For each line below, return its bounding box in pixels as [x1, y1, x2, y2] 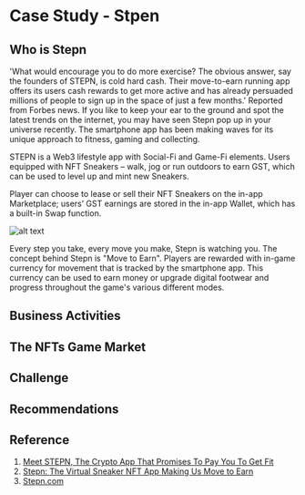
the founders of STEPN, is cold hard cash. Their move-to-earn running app [9, 76, 290, 87]
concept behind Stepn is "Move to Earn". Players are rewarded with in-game [9, 253, 296, 263]
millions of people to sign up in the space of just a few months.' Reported [9, 95, 284, 106]
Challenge [9, 370, 69, 386]
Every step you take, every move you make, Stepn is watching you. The [9, 243, 278, 253]
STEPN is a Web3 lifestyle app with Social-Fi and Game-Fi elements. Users [9, 151, 290, 162]
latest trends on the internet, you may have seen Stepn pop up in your [9, 115, 271, 125]
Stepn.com [22, 476, 64, 487]
